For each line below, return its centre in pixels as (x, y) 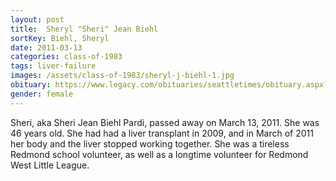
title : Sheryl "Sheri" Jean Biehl (84, 29)
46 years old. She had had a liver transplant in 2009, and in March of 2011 (162, 133)
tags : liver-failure (53, 66)
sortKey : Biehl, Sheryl (60, 38)
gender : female (42, 94)
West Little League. (50, 165)
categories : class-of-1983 (66, 57)
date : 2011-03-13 (46, 47)
